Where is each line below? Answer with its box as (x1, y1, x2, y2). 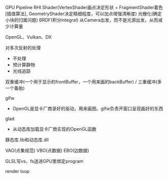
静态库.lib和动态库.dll (5, 137, 49, 143)
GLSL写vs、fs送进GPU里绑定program (5, 158, 83, 164)
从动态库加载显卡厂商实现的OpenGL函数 (12, 126, 97, 132)
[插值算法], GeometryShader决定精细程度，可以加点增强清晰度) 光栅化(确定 (5, 11, 162, 17)
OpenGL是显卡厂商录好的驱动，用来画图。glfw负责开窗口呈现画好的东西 (12, 105, 163, 111)
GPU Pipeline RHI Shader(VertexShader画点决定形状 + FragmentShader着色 (5, 5, 163, 10)
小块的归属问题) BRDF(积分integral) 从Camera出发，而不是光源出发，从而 (5, 17, 158, 23)
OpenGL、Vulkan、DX (5, 34, 52, 40)
